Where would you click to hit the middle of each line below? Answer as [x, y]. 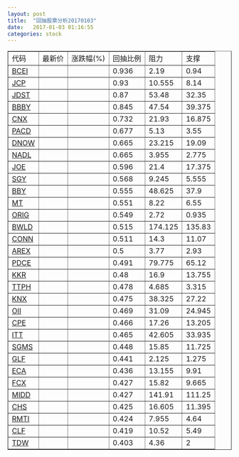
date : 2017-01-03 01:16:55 [51, 27]
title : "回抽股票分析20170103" [52, 21]
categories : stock [34, 34]
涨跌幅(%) [88, 59]
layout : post [27, 14]
